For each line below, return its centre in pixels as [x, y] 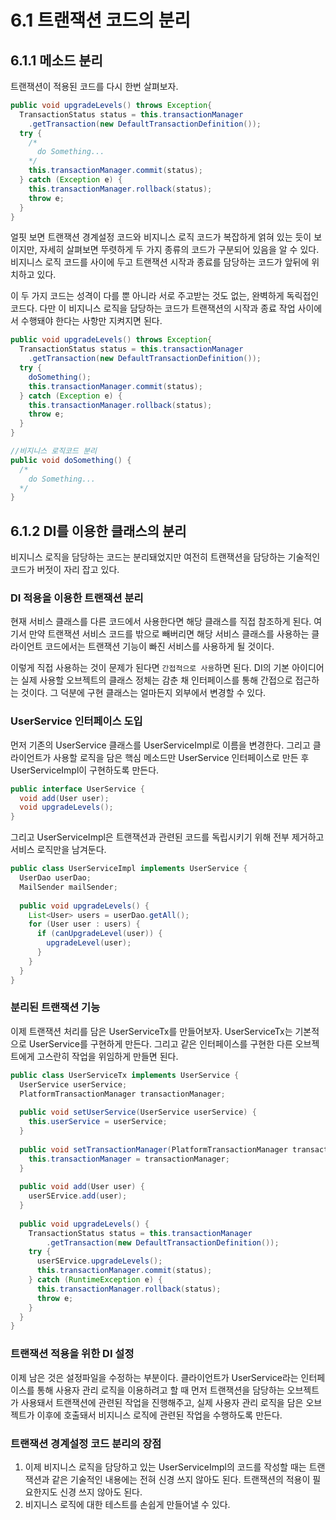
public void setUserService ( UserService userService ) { [138, 1112]
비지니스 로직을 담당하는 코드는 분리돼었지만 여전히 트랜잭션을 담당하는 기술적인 [165, 557]
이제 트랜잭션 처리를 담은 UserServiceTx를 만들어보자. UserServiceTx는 [151, 1031]
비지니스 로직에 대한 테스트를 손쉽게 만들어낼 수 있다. [127, 1504]
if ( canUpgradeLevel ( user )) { [99, 934]
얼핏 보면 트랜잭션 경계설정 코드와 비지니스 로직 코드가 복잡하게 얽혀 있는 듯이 [161, 237]
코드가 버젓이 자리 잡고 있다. [65, 570]
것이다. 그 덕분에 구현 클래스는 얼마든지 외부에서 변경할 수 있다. [143, 693]
